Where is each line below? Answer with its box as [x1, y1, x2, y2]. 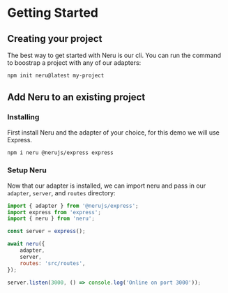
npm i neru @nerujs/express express [7, 149, 114, 156]
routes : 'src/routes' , [20, 260, 86, 266]
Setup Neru [7, 165, 47, 175]
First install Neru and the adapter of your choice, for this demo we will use [7, 128, 220, 137]
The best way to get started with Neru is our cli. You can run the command [7, 51, 222, 59]
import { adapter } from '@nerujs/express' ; [7, 202, 139, 209]
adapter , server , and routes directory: [7, 188, 116, 197]
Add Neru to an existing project [7, 91, 146, 103]
